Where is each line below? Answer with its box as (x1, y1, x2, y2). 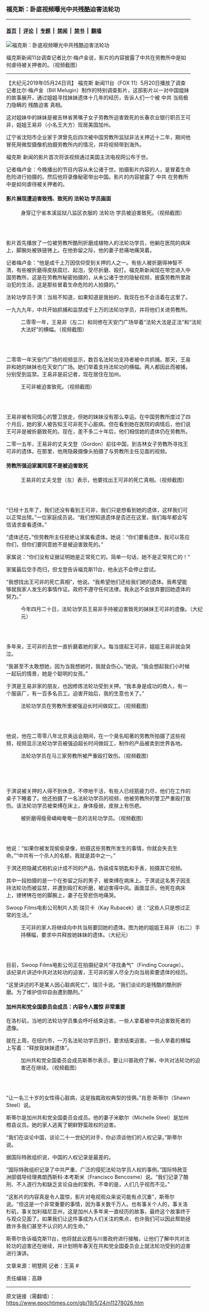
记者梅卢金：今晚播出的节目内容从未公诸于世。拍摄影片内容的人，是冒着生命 (6, 166, 191, 173)
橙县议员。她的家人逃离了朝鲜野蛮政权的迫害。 (6, 1121, 119, 1128)
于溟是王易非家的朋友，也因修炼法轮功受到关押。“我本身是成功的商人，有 (6, 682, 183, 689)
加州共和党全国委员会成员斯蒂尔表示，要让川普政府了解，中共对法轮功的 (20, 1057, 195, 1064)
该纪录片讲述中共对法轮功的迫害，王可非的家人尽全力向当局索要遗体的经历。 (6, 969, 191, 976)
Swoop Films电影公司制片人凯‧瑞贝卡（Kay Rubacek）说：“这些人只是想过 (6, 904, 186, 911)
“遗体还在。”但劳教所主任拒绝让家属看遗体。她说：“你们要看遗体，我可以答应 (6, 533, 190, 541)
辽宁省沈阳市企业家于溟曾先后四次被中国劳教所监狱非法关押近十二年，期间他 (6, 133, 191, 140)
